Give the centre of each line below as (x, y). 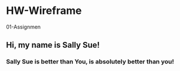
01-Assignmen (23, 27)
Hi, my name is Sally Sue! (53, 45)
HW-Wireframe (44, 11)
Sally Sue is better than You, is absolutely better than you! (90, 62)
